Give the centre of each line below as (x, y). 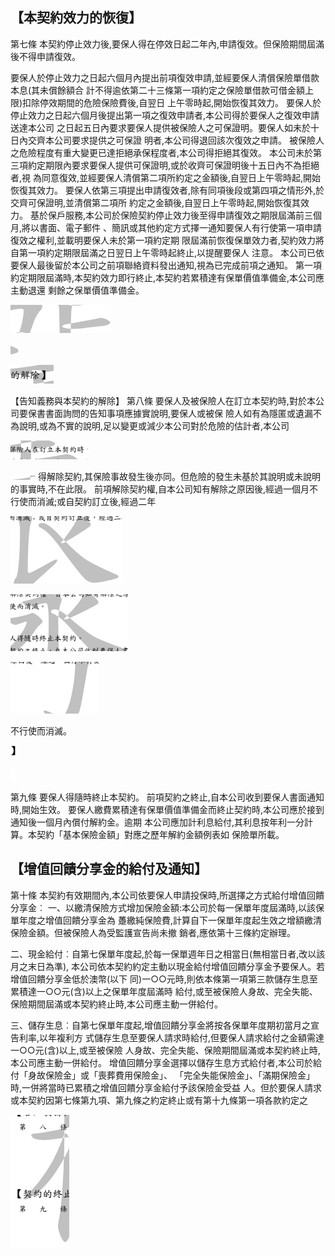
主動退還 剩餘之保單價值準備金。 (77, 290)
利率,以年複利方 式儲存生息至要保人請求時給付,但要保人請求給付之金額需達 (171, 1037)
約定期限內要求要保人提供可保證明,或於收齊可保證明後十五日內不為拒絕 (173, 165)
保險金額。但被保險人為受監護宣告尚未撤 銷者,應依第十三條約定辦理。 (153, 932)
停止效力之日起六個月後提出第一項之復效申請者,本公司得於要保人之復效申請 (165, 115)
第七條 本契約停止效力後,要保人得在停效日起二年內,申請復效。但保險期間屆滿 (167, 44)
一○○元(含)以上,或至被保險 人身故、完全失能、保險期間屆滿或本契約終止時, (165, 1050)
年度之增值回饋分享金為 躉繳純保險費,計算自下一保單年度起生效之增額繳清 (170, 920)
